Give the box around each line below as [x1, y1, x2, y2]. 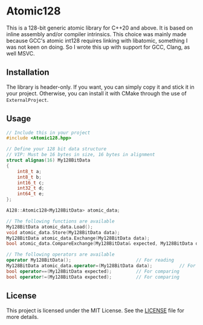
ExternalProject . [6, 96, 49, 103]
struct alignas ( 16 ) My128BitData [6, 157, 91, 163]
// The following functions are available [6, 218, 115, 224]
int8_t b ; [17, 174, 42, 180]
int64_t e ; [17, 191, 45, 197]
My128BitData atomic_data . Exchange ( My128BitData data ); [6, 235, 150, 241]
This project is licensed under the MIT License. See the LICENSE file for [6, 306, 185, 314]
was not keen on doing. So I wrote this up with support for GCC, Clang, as [6, 43, 190, 51]
